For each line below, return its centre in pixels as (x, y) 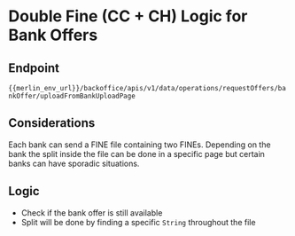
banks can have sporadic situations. (74, 163)
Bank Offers (53, 35)
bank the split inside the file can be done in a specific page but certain (136, 153)
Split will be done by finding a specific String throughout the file (138, 222)
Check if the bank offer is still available (92, 212)
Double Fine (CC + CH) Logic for (128, 16)
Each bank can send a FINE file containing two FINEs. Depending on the (140, 145)
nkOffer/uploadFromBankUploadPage (72, 96)
